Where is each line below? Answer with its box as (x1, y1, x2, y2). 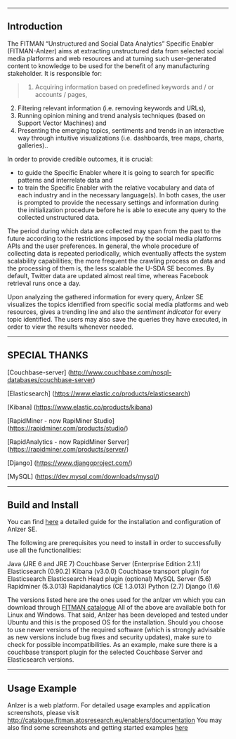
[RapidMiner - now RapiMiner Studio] (7, 416, 114, 425)
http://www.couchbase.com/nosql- (70, 368, 172, 377)
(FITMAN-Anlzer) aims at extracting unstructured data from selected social (7, 46, 224, 55)
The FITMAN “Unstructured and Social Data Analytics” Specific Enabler (7, 39, 214, 48)
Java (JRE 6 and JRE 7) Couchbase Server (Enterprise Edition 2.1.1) (7, 560, 202, 568)
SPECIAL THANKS (7, 349, 89, 362)
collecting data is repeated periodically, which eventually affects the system (7, 249, 227, 257)
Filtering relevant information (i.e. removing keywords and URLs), (17, 103, 206, 112)
